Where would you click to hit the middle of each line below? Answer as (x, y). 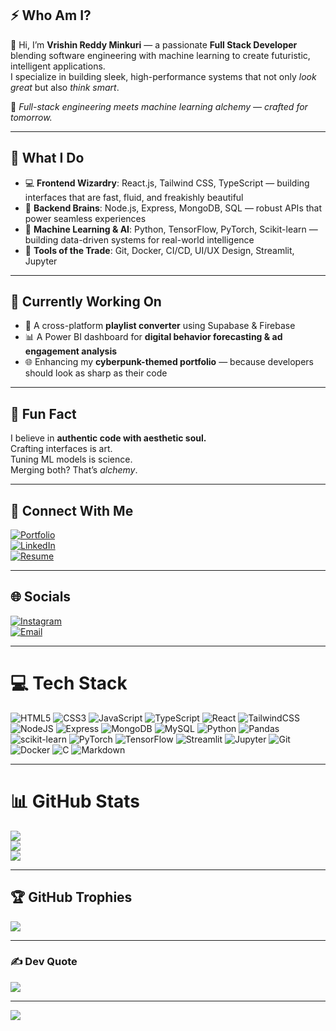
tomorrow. (31, 117)
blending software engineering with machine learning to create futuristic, (160, 55)
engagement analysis (71, 351)
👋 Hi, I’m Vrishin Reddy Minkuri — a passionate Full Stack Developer (154, 44)
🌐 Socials (41, 597)
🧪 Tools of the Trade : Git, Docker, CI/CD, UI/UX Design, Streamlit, (159, 250)
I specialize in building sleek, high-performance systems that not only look (163, 76)
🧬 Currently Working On (86, 302)
